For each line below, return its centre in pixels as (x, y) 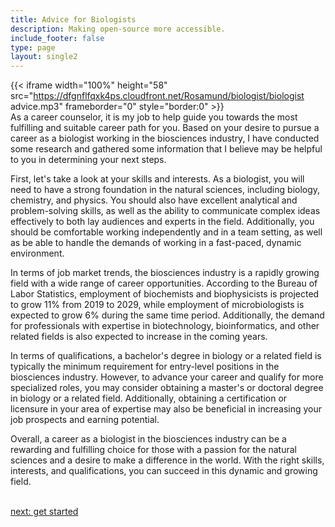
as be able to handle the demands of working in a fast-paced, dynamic (156, 243)
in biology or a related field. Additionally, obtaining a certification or (149, 398)
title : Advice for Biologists (73, 19)
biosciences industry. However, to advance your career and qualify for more (167, 377)
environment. (37, 253)
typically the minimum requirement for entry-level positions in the (145, 367)
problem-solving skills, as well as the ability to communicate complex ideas (165, 211)
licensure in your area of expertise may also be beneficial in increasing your (166, 409)
